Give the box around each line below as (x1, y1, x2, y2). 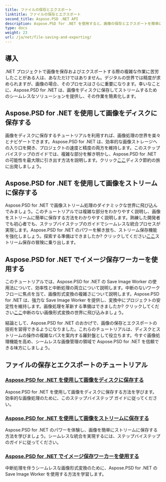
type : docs (5, 26, 28, 31)
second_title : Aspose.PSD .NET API (5, 16, 79, 21)
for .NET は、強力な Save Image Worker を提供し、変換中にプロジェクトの (5, 297, 157, 303)
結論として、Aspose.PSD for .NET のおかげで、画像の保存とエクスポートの (5, 320, 157, 326)
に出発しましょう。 (5, 163, 44, 169)
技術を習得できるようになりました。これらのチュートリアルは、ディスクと (5, 326, 157, 332)
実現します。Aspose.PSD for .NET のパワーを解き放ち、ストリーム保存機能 (5, 227, 158, 233)
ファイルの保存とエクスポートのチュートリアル (5, 360, 148, 369)
